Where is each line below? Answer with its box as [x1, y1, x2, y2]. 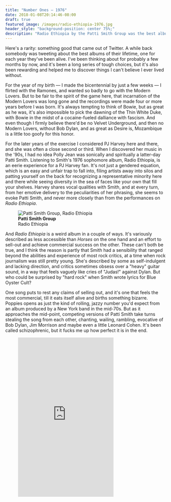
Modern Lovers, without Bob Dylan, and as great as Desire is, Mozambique [5, 125, 162, 131]
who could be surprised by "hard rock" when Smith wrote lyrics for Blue [5, 274, 156, 280]
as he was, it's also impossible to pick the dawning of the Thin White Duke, [5, 109, 162, 115]
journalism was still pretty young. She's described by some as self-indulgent [5, 258, 165, 264]
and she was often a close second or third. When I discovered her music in [5, 146, 162, 152]
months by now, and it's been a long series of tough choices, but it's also [5, 62, 159, 67]
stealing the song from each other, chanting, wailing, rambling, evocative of [5, 316, 164, 323]
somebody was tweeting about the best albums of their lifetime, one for [5, 50, 155, 57]
